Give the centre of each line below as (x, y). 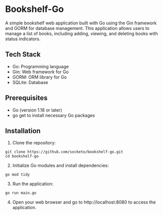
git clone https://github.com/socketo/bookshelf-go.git (64, 152)
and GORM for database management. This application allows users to (78, 28)
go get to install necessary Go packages (54, 115)
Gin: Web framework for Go (41, 72)
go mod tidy (17, 175)
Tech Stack (23, 54)
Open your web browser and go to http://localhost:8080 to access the (84, 202)
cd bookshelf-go (22, 156)
